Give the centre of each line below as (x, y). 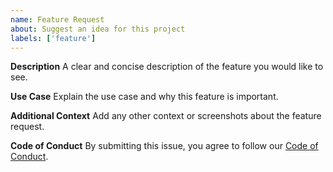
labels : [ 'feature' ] (53, 38)
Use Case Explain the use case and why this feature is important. (144, 97)
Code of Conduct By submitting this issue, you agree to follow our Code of (164, 146)
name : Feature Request (57, 19)
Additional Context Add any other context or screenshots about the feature (166, 116)
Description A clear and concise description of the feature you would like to (167, 67)
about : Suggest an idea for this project (98, 29)
